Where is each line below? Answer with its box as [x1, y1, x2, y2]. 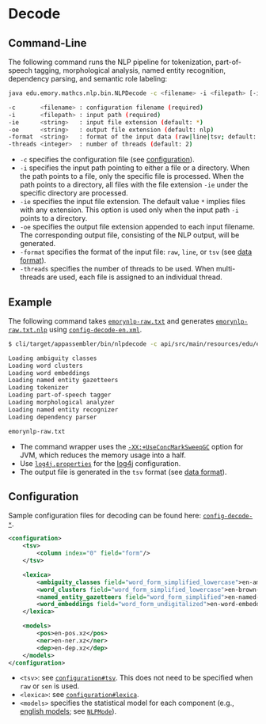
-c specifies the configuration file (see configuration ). [19, 155, 196, 165]
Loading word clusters [8, 362, 83, 370]
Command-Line [8, 36, 87, 50]
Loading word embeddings [8, 369, 90, 377]
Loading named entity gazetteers [8, 377, 119, 385]
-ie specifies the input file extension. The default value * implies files [19, 197, 245, 207]
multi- [216, 264, 236, 274]
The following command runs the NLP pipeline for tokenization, [8, 57, 214, 66]
